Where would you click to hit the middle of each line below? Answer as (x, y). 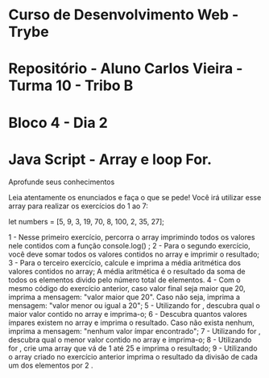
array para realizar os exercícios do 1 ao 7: (79, 206)
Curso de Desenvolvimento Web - (124, 15)
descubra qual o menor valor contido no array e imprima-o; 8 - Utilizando (130, 339)
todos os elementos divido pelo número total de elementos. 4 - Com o (124, 280)
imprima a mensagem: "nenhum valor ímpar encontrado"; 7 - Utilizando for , (134, 331)
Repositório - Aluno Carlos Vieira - (126, 69)
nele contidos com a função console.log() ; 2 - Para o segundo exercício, (130, 245)
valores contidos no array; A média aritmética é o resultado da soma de (127, 271)
